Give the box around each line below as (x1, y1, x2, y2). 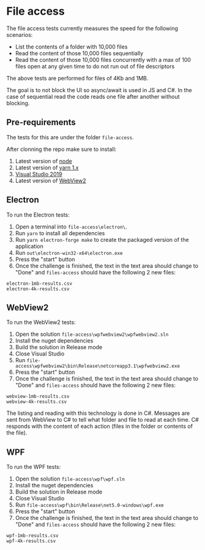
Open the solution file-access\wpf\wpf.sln (15, 475, 125, 482)
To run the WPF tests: (6, 463, 61, 471)
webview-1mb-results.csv (6, 393, 70, 400)
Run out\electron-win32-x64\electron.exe (15, 249, 123, 256)
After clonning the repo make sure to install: (6, 145, 117, 153)
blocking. (6, 99, 30, 107)
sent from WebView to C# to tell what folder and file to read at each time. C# (6, 416, 199, 424)
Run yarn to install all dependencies (15, 229, 105, 237)
